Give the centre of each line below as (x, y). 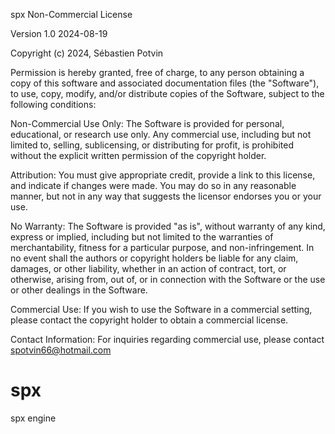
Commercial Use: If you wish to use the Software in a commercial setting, (161, 309)
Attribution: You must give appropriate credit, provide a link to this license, (163, 175)
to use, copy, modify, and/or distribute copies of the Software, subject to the (167, 93)
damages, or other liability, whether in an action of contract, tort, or (148, 268)
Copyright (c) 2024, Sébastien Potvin (87, 53)
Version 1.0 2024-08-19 (59, 33)
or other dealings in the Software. (79, 290)
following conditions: (53, 104)
